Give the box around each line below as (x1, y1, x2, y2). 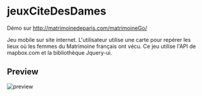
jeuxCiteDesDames (7, 4, 106, 18)
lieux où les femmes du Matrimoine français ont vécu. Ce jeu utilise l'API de (7, 43, 196, 50)
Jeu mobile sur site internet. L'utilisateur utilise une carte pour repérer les (7, 36, 191, 43)
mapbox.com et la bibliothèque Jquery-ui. (7, 49, 112, 56)
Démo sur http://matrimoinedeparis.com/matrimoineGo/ (7, 24, 147, 32)
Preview (7, 67, 39, 77)
